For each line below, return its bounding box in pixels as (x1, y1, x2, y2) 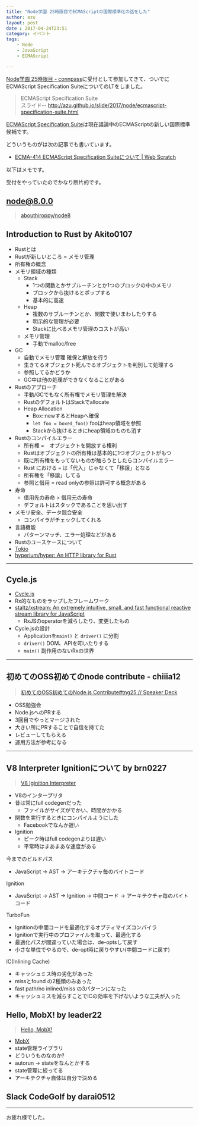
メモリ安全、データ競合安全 (14, 509, 83, 516)
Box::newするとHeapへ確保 (32, 412, 99, 419)
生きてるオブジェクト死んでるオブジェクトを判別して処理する (23, 361, 174, 369)
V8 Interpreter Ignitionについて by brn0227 (6, 763, 167, 773)
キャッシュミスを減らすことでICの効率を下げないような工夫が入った (14, 992, 181, 999)
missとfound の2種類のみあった (14, 977, 92, 984)
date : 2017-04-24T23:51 (6, 25, 68, 32)
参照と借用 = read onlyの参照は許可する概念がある (23, 479, 147, 487)
